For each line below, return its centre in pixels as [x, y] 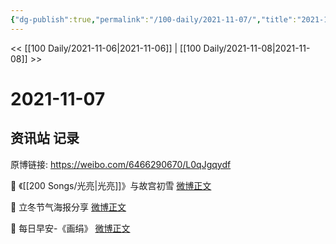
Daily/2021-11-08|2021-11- [257, 48]
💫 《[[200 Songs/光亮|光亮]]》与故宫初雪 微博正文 [111, 185]
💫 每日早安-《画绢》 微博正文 [70, 228]
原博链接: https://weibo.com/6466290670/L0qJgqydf [121, 164]
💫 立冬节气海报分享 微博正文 [68, 207]
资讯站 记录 [45, 138]
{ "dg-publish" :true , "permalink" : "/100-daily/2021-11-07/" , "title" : [154, 19]
